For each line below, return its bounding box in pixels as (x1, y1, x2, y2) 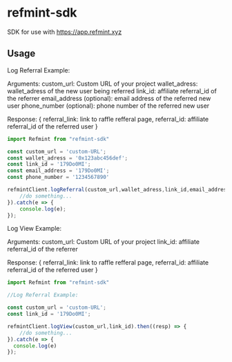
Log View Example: (7, 225, 62, 233)
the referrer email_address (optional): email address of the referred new (7, 94, 211, 102)
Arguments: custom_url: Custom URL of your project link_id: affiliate (7, 238, 200, 246)
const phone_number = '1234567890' (7, 174, 110, 181)
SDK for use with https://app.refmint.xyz (7, 28, 122, 36)
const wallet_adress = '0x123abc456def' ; (7, 154, 128, 162)
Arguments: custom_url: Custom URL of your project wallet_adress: (7, 79, 198, 88)
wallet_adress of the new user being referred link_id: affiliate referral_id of (7, 86, 217, 95)
